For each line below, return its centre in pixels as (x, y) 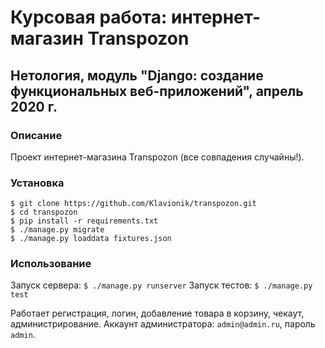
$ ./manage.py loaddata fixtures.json (91, 239)
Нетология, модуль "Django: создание (137, 75)
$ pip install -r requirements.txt (84, 221)
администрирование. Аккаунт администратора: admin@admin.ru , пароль (163, 324)
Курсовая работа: (89, 17)
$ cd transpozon (44, 212)
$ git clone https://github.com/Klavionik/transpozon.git (133, 204)
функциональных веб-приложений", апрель (157, 91)
